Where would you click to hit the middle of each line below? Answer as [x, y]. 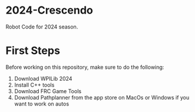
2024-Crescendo [49, 10]
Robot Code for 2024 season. [42, 27]
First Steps [33, 51]
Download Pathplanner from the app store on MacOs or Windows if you [102, 97]
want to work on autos [42, 104]
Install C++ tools [34, 85]
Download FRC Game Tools [48, 91]
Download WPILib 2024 [43, 78]
